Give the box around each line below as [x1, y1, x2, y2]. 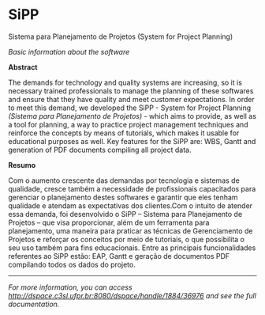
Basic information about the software [8, 47, 130, 56]
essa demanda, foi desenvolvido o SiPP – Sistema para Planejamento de [8, 209, 243, 218]
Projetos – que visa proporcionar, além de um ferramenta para [8, 218, 210, 227]
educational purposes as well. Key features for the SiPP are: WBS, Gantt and [8, 136, 256, 146]
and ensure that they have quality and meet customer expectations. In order [8, 94, 255, 104]
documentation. [8, 299, 60, 309]
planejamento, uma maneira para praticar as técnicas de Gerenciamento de [8, 226, 253, 235]
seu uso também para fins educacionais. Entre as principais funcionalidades [8, 243, 256, 252]
